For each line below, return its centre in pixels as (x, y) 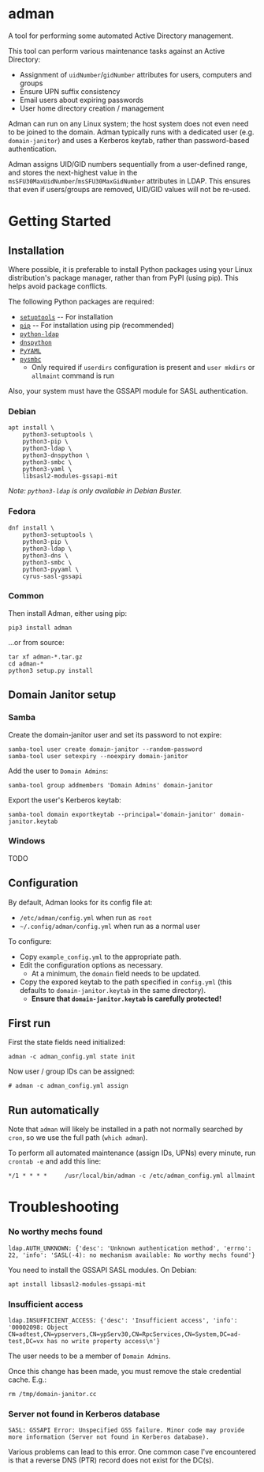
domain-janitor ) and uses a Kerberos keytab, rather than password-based (129, 140)
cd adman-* (26, 664)
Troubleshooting (64, 1207)
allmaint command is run (73, 376)
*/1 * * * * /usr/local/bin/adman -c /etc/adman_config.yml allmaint (132, 1176)
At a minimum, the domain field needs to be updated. (116, 973)
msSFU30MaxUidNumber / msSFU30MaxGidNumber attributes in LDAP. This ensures (129, 181)
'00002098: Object (38, 1328)
